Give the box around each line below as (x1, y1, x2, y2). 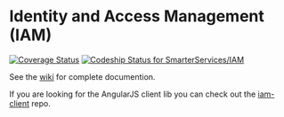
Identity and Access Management (9, 6, 264, 27)
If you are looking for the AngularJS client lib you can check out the (9, 89, 256, 99)
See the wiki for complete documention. (9, 71, 156, 82)
